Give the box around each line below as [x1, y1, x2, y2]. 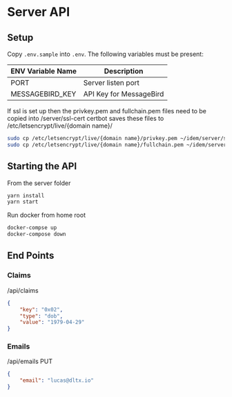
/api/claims [7, 286, 39, 294]
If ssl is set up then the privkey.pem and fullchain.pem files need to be [7, 107, 207, 115]
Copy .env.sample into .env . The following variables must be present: [7, 50, 204, 58]
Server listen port [83, 78, 139, 87]
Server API [7, 4, 70, 20]
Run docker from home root [7, 211, 86, 220]
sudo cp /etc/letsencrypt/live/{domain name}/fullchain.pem [7, 141, 184, 148]
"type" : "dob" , [19, 312, 64, 320]
